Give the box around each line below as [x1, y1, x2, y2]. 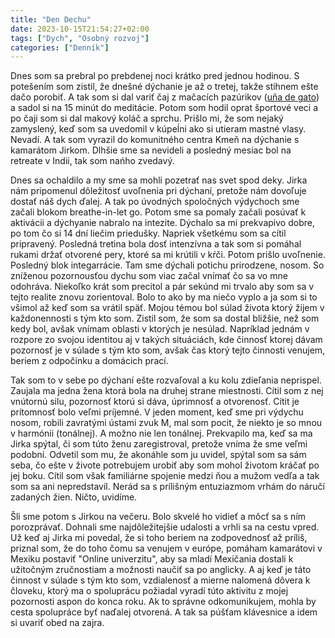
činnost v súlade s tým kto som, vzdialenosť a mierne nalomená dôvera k [10, 574, 311, 586]
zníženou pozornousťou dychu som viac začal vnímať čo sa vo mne [10, 270, 288, 282]
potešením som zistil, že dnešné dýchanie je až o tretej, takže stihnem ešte [10, 81, 319, 93]
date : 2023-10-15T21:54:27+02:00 [10, 24, 150, 34]
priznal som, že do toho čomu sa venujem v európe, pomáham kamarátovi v [10, 542, 323, 555]
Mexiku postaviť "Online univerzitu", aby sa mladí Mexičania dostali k [10, 553, 294, 565]
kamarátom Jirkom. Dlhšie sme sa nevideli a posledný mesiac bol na [10, 144, 292, 156]
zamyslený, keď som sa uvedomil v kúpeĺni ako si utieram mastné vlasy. [10, 123, 307, 135]
